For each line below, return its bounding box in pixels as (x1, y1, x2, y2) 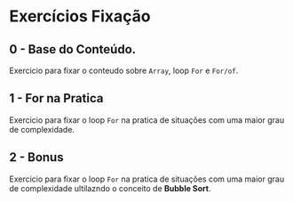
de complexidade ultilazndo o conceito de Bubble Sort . (9, 182, 211, 193)
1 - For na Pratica (9, 91, 104, 106)
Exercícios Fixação (9, 6, 151, 27)
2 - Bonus (9, 149, 64, 166)
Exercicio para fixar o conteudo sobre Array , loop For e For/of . (9, 65, 239, 76)
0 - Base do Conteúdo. (9, 42, 137, 57)
